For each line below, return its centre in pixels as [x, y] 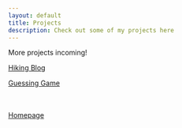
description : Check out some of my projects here [91, 30]
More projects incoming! [48, 53]
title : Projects [35, 23]
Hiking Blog [27, 68]
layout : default [35, 15]
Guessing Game [34, 83]
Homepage [26, 115]
